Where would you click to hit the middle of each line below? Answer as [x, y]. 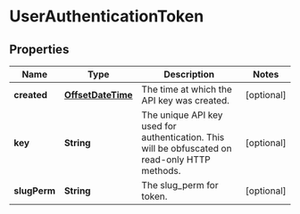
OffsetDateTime [98, 95]
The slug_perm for [180, 185]
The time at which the [187, 89]
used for [159, 126]
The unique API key [182, 115]
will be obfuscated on [187, 148]
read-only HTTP [176, 160]
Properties [39, 49]
